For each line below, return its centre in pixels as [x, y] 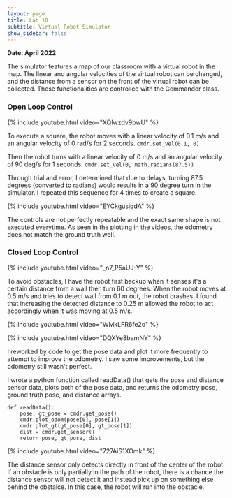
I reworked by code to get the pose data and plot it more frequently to [108, 351]
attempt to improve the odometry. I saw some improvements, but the [106, 359]
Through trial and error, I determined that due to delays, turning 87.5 [105, 177]
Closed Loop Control [43, 252]
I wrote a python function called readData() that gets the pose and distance [116, 380]
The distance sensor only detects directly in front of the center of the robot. [116, 464]
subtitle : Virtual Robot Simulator [59, 27]
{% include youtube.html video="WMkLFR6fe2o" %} [83, 324]
